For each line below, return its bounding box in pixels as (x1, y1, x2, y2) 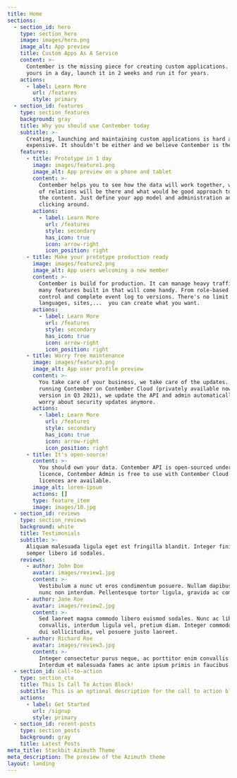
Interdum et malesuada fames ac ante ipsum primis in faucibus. (38, 661, 232, 668)
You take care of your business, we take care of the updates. (38, 378, 229, 385)
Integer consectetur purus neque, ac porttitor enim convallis (38, 655, 229, 662)
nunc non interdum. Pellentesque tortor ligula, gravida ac (38, 588, 219, 596)
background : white (20, 523, 74, 530)
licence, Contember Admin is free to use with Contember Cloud (38, 471, 229, 478)
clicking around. (38, 201, 90, 209)
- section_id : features (13, 103, 83, 110)
